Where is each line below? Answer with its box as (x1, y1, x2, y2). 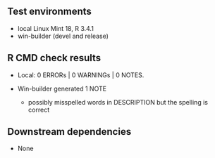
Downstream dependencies (7, 126, 132, 138)
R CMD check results (7, 52, 102, 64)
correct (27, 105, 50, 114)
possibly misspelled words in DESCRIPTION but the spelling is (27, 98, 208, 106)
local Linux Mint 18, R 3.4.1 (17, 24, 94, 32)
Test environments (7, 6, 92, 18)
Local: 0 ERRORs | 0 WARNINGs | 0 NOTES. (17, 70, 145, 79)
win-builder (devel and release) (17, 32, 109, 40)
